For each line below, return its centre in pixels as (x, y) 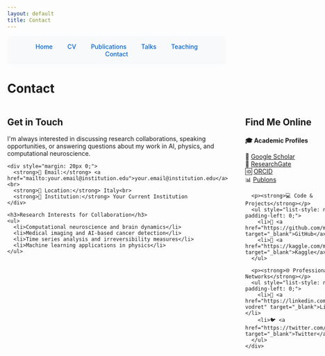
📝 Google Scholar (270, 156)
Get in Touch (35, 122)
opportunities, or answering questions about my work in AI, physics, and (111, 146)
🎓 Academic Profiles (277, 140)
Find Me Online (278, 122)
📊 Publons (261, 179)
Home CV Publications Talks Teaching (117, 47)
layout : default (31, 14)
